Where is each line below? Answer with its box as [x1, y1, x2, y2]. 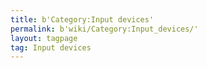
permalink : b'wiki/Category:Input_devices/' [10, 24, 199, 34]
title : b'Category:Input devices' [10, 14, 155, 25]
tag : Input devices [10, 42, 92, 53]
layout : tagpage [10, 33, 78, 43]
